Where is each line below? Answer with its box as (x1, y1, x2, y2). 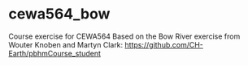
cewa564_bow (8, 5, 111, 23)
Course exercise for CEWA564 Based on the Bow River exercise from (8, 31, 241, 41)
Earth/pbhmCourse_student (8, 48, 102, 58)
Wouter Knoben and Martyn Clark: (8, 39, 124, 49)
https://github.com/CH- (124, 39, 203, 49)
